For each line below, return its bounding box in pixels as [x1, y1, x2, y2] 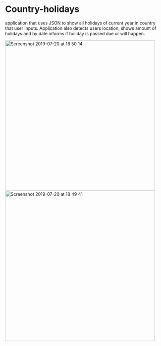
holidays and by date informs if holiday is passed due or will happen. [5, 30, 145, 36]
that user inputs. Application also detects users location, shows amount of [5, 25, 157, 31]
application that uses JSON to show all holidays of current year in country [5, 20, 156, 26]
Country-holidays [5, 3, 80, 15]
